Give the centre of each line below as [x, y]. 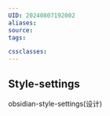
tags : [17, 37]
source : [21, 30]
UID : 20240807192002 [42, 15]
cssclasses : [27, 52]
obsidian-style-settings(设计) [55, 103]
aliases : [22, 23]
